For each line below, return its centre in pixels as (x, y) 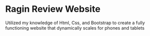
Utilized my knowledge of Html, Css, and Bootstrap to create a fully (75, 23)
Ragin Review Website (53, 9)
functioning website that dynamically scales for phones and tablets (75, 28)
